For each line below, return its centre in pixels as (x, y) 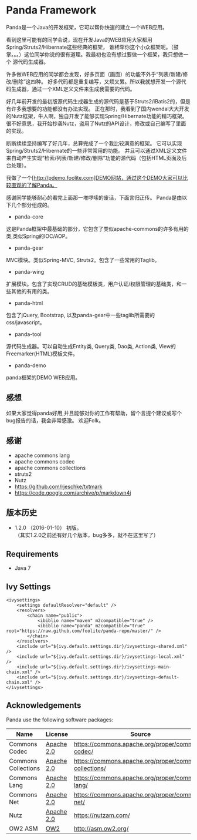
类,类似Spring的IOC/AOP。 (38, 236)
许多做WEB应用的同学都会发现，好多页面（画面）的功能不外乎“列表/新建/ (94, 74)
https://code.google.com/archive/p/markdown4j (73, 493)
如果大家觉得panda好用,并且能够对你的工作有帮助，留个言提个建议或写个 (94, 413)
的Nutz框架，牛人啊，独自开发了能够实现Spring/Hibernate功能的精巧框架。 (97, 116)
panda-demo (30, 365)
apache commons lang (42, 455)
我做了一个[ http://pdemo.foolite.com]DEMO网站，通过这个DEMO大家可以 (94, 177)
